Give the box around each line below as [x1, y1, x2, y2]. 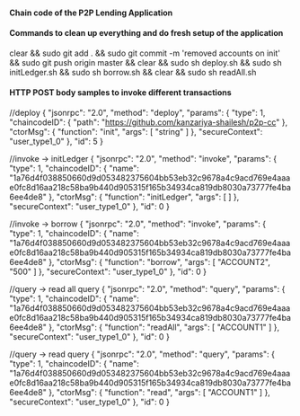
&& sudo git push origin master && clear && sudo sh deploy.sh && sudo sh [9, 57, 282, 67]
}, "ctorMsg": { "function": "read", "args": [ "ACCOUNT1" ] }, [48, 387, 271, 397]
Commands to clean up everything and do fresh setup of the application [9, 28, 284, 39]
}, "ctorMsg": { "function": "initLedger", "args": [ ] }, [48, 191, 240, 202]
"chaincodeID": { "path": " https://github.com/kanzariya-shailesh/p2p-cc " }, [9, 117, 288, 128]
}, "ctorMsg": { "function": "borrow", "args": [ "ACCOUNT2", [48, 257, 271, 267]
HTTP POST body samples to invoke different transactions [9, 87, 232, 98]
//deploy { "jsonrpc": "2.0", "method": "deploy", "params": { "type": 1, [9, 108, 266, 118]
